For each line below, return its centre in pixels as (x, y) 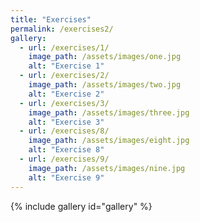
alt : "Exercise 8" (66, 150)
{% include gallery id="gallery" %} (81, 206)
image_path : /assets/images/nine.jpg (107, 168)
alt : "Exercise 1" (66, 66)
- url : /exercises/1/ (64, 47)
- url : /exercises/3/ (64, 103)
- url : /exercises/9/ (64, 159)
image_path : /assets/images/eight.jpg (109, 141)
